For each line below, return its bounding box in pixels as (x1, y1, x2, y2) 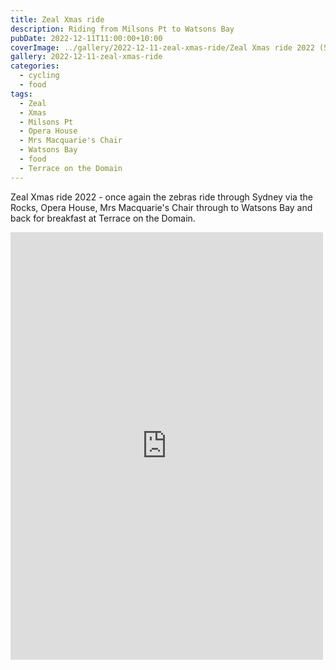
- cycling (19, 71, 60, 81)
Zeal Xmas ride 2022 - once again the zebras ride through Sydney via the (10, 191, 313, 203)
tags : (10, 89, 33, 99)
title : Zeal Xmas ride (10, 14, 105, 25)
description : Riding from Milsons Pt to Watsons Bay (10, 24, 235, 34)
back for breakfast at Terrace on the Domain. (10, 212, 196, 224)
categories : (10, 61, 60, 71)
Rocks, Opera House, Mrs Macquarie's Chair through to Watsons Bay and (10, 201, 313, 213)
